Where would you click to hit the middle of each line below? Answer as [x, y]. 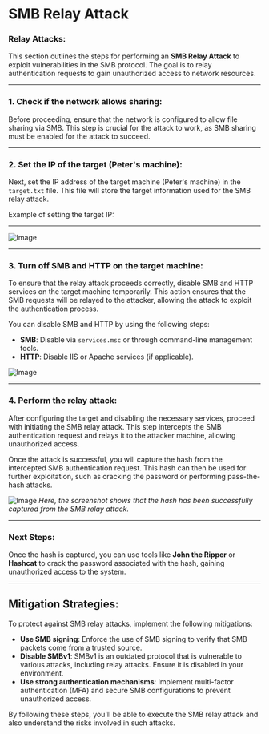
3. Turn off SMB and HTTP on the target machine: [106, 266]
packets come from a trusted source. [81, 647]
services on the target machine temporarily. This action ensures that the [127, 292]
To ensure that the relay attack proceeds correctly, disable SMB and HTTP [131, 283]
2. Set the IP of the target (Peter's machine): [95, 164]
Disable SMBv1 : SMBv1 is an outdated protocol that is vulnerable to [131, 656]
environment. [42, 673]
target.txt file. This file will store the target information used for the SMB [129, 191]
